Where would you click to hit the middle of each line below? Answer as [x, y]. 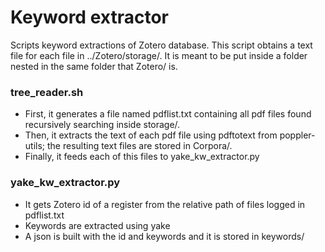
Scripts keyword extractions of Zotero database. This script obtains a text [161, 45]
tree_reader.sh [47, 92]
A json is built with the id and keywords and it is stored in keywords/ [164, 236]
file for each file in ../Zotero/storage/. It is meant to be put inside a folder [159, 55]
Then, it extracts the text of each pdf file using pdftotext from [151, 135]
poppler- [297, 135]
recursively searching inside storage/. [102, 125]
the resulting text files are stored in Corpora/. [139, 146]
